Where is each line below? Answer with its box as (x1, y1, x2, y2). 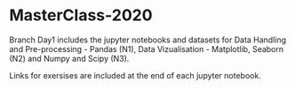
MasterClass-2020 (9, 5, 153, 26)
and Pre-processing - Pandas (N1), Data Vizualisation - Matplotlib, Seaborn (9, 43, 284, 54)
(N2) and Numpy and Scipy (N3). (9, 53, 130, 63)
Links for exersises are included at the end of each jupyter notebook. (9, 70, 262, 80)
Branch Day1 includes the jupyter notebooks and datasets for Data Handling (9, 34, 287, 45)
